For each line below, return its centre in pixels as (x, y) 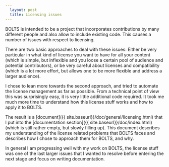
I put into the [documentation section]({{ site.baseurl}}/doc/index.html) (79, 122)
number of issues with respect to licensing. (50, 39)
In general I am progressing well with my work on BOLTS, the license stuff (82, 148)
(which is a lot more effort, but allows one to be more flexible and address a (84, 70)
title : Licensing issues (36, 15)
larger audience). (23, 76)
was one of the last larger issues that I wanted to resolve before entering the (84, 153)
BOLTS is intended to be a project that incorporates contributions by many (82, 29)
